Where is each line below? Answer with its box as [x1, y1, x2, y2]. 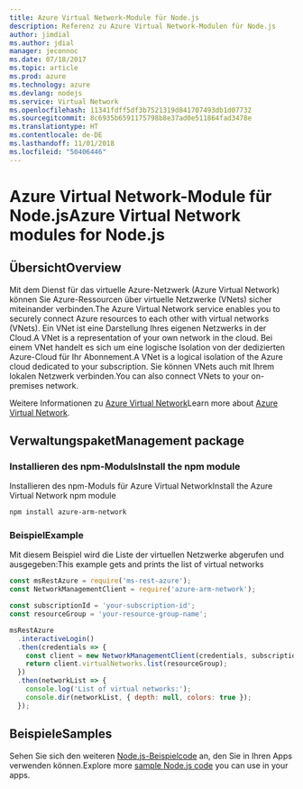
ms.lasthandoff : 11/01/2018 [9, 139, 115, 148]
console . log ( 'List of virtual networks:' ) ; [25, 684, 192, 694]
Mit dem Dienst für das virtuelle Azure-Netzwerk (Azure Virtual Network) [9, 284, 280, 295]
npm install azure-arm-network [9, 508, 127, 517]
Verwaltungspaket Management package [9, 434, 245, 449]
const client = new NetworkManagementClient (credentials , [25, 651, 248, 660]
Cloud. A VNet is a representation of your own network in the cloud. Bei [9, 332, 273, 343]
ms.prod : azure [9, 72, 67, 81]
